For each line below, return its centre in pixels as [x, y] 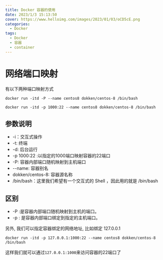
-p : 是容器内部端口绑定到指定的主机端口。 [56, 218]
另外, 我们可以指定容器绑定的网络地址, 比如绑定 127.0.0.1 [63, 229]
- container [22, 47]
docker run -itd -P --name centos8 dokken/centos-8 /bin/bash [71, 98]
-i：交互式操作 [27, 137]
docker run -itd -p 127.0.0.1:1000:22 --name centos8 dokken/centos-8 [80, 238]
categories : [18, 24]
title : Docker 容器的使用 [30, 10]
